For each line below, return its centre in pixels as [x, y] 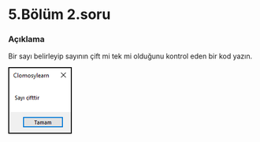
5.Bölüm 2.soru [59, 15]
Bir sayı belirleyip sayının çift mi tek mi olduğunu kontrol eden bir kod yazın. [130, 56]
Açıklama [26, 39]
